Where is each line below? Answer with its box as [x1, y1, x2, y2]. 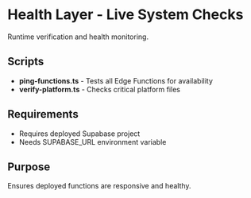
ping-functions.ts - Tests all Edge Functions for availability [18, 76, 214, 85]
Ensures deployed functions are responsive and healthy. [7, 181, 191, 191]
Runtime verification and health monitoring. [7, 32, 149, 41]
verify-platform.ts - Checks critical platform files [18, 84, 180, 94]
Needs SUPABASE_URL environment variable [18, 137, 167, 146]
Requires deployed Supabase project [18, 129, 141, 138]
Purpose [7, 160, 51, 173]
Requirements [7, 107, 79, 121]
